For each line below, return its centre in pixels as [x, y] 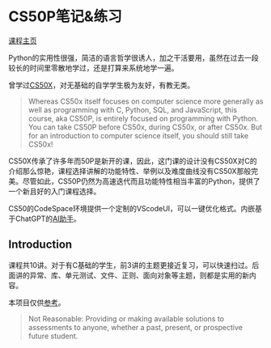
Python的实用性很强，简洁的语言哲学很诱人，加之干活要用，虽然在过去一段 [133, 57]
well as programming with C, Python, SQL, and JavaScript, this [132, 109]
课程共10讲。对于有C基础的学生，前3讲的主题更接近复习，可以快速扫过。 [130, 265]
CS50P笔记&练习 [66, 17]
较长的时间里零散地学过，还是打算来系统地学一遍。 [93, 68]
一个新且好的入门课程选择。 [55, 191]
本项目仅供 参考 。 [37, 302]
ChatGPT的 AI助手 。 [48, 219]
